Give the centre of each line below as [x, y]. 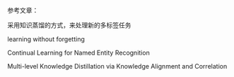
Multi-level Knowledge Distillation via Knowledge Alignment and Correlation [117, 66]
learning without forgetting [46, 39]
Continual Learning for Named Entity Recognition [78, 52]
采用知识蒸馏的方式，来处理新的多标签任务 [69, 25]
